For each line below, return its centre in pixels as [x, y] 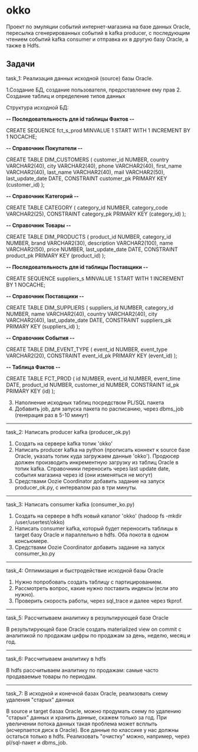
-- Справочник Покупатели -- [44, 148]
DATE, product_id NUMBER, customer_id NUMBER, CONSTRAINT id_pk [93, 385]
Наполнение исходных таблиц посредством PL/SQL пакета [89, 402]
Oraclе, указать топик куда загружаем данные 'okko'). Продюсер [97, 456]
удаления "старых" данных [40, 699]
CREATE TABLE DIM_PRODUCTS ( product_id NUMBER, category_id [89, 236]
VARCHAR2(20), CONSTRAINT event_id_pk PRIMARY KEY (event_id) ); [92, 356]
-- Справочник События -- [40, 338]
